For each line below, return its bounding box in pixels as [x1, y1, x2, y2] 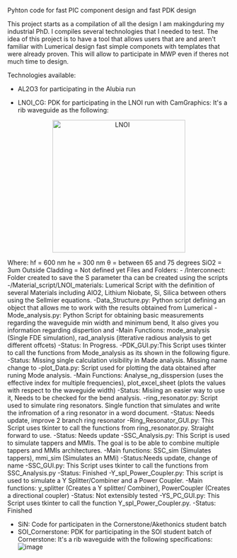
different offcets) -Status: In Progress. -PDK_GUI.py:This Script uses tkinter [7, 341, 226, 349]
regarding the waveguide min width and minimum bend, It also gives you [7, 318, 219, 327]
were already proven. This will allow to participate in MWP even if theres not [7, 50, 229, 58]
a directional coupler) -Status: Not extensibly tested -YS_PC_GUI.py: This [7, 492, 220, 499]
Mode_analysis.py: [7, 311, 62, 319]
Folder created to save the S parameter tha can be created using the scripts [7, 274, 229, 281]
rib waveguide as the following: [17, 106, 109, 114]
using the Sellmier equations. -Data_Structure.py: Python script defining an [7, 296, 226, 304]
